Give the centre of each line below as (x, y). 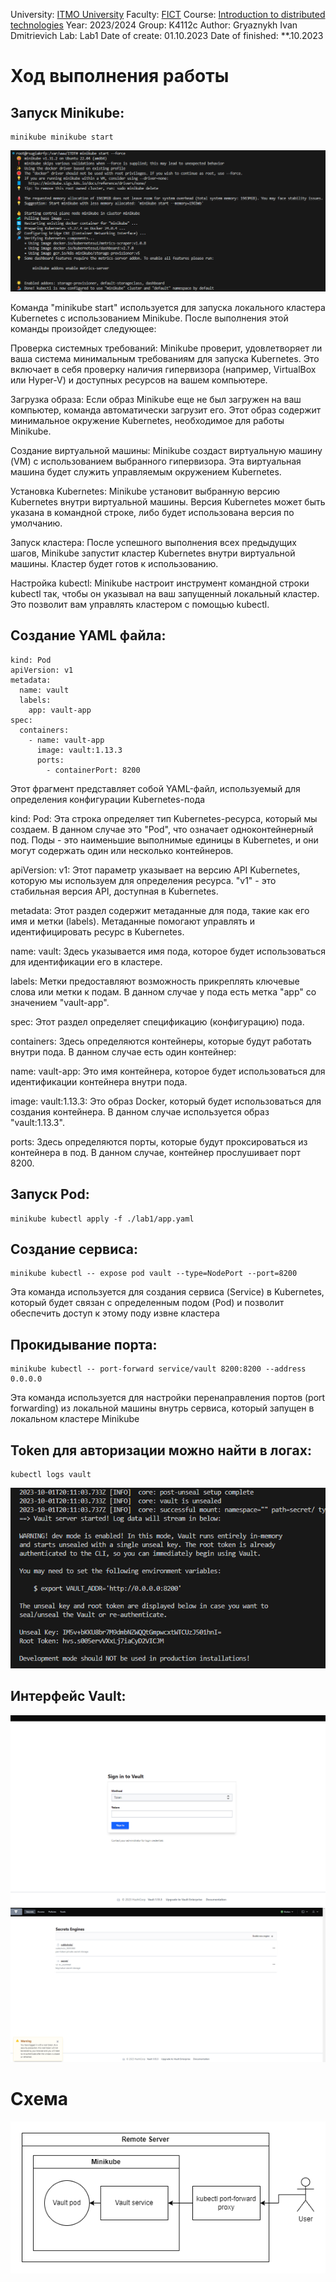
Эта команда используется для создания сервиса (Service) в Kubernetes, (167, 1292)
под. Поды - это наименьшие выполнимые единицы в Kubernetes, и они (164, 840)
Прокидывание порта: (84, 1344)
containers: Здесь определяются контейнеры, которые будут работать (161, 1041)
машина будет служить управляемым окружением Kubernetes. (146, 471)
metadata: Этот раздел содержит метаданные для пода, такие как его (160, 910)
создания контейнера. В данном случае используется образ (140, 1111)
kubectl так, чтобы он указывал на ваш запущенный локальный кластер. (165, 593)
